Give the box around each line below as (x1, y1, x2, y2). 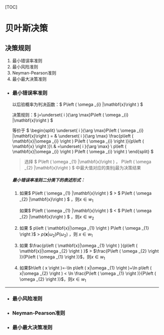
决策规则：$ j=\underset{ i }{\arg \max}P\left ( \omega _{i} (12, 112, 129, 118)
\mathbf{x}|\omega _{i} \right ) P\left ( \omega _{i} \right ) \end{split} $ (12, 149, 154, 155)
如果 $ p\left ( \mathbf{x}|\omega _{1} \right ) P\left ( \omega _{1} (19, 225, 149, 231)
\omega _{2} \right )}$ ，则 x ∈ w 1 (19, 276, 86, 284)
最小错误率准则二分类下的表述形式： (12, 177, 85, 183)
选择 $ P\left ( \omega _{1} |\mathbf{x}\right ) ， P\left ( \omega (24, 159, 151, 165)
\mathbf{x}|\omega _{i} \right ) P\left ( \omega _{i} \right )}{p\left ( (12, 138, 144, 144)
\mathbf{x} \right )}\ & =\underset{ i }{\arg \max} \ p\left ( (12, 144, 127, 149)
